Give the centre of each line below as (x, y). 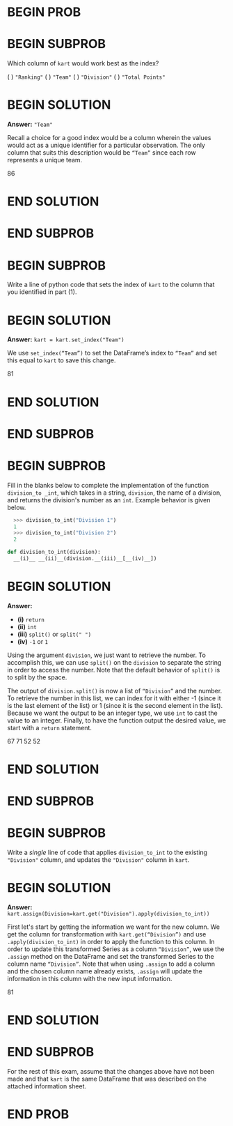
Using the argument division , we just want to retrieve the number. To (107, 655)
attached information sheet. (47, 1086)
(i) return (31, 619)
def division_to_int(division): (54, 552)
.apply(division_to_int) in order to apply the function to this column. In (111, 942)
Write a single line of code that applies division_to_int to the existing (107, 853)
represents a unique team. (45, 160)
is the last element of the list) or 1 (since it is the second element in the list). (115, 705)
